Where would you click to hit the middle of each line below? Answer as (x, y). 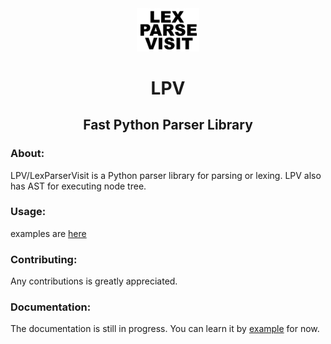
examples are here (48, 233)
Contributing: (44, 259)
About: (27, 154)
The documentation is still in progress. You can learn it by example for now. (165, 329)
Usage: (28, 212)
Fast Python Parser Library (168, 125)
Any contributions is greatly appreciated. (94, 281)
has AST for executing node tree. (78, 186)
